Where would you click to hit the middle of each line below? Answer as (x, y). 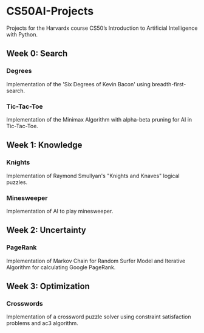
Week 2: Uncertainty (46, 230)
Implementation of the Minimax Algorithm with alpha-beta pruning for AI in (99, 119)
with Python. (22, 34)
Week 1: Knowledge (44, 145)
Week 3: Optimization (48, 286)
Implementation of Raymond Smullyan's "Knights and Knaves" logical (93, 176)
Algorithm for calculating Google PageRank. (61, 267)
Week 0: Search (37, 54)
